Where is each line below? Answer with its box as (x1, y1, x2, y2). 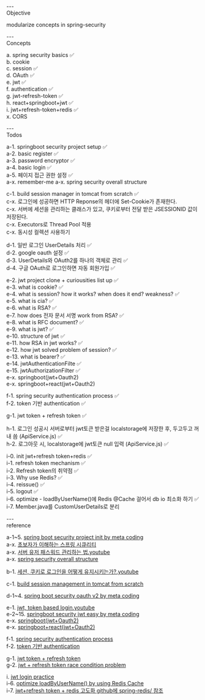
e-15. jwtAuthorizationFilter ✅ (6, 367, 81, 374)
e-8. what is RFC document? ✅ (6, 319, 84, 326)
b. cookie (6, 58, 30, 65)
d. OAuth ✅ (6, 72, 35, 79)
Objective (6, 9, 31, 17)
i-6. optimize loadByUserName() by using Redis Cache (6, 680, 144, 687)
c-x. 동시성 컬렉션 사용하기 (6, 228, 70, 236)
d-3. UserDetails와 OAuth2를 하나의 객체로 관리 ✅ (6, 257, 129, 264)
